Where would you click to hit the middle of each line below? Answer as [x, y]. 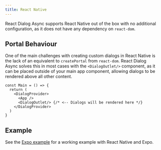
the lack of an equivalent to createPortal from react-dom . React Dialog [76, 61]
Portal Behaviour [31, 44]
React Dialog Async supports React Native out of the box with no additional [80, 23]
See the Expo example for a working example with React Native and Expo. [79, 142]
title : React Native [26, 10]
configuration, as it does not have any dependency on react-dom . [70, 29]
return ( [18, 90]
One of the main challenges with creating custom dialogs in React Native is [80, 56]
